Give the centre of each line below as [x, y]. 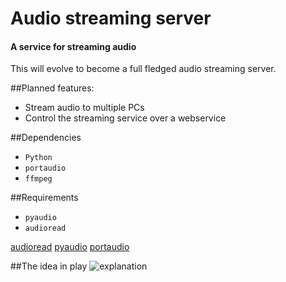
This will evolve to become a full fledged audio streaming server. [143, 69]
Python [38, 158]
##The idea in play [49, 266]
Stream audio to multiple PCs [84, 108]
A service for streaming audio [73, 46]
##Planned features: [52, 88]
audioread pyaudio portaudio [70, 247]
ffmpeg [38, 179]
